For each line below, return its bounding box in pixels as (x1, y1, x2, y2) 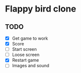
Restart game (12, 57, 39, 63)
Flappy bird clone (5, 3, 77, 15)
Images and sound (12, 63, 49, 69)
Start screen (12, 46, 37, 52)
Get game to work (12, 35, 49, 41)
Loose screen (12, 52, 40, 58)
